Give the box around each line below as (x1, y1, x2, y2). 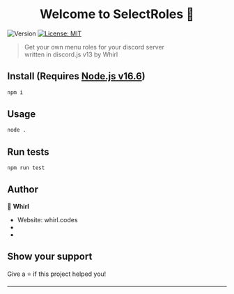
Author (7, 184, 38, 196)
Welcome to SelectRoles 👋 (39, 6, 195, 22)
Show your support (7, 251, 93, 263)
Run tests (7, 146, 49, 157)
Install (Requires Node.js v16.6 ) (7, 70, 146, 82)
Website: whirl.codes (17, 215, 78, 224)
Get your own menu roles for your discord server (24, 42, 165, 51)
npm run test (7, 164, 45, 171)
